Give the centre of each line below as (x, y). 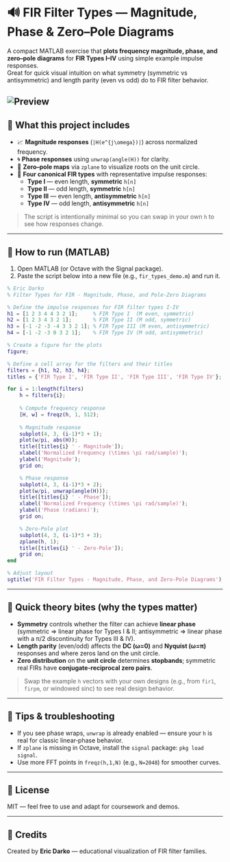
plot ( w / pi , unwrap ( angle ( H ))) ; (64, 491)
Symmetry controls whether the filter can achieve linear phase (106, 624)
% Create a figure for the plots (55, 345)
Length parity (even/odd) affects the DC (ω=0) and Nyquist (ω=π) (112, 646)
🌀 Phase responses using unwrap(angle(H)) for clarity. (93, 159)
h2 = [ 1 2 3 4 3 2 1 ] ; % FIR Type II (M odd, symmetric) (99, 320)
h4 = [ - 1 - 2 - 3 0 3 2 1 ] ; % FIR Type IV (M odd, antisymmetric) (105, 333)
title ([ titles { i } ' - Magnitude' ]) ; (72, 446)
